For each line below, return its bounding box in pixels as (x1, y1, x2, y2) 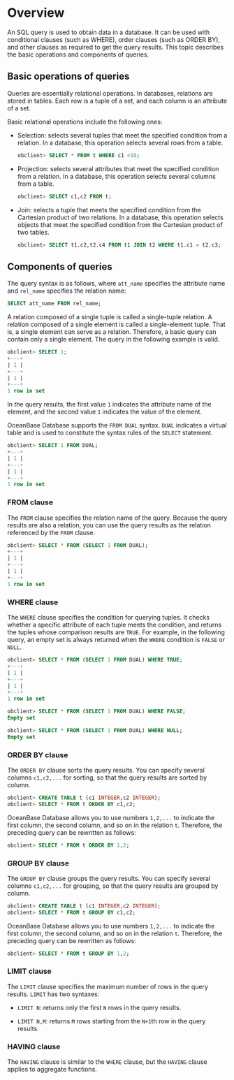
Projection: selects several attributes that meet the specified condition (17, 164, 219, 173)
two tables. (17, 228, 50, 236)
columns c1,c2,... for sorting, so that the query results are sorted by (7, 773, 207, 782)
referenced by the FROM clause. (7, 528, 96, 537)
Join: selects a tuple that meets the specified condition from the (17, 205, 201, 214)
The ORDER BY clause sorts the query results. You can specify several (7, 766, 205, 774)
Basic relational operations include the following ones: (7, 117, 163, 126)
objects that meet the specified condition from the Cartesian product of (17, 220, 224, 228)
